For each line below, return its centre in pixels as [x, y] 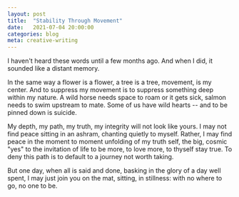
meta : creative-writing [43, 41]
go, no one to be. [32, 186]
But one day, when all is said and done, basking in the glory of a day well [114, 171]
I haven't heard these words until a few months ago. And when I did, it [110, 61]
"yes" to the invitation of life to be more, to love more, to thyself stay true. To [120, 149]
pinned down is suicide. [42, 113]
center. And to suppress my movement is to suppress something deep [111, 90]
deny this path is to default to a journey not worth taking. [91, 157]
